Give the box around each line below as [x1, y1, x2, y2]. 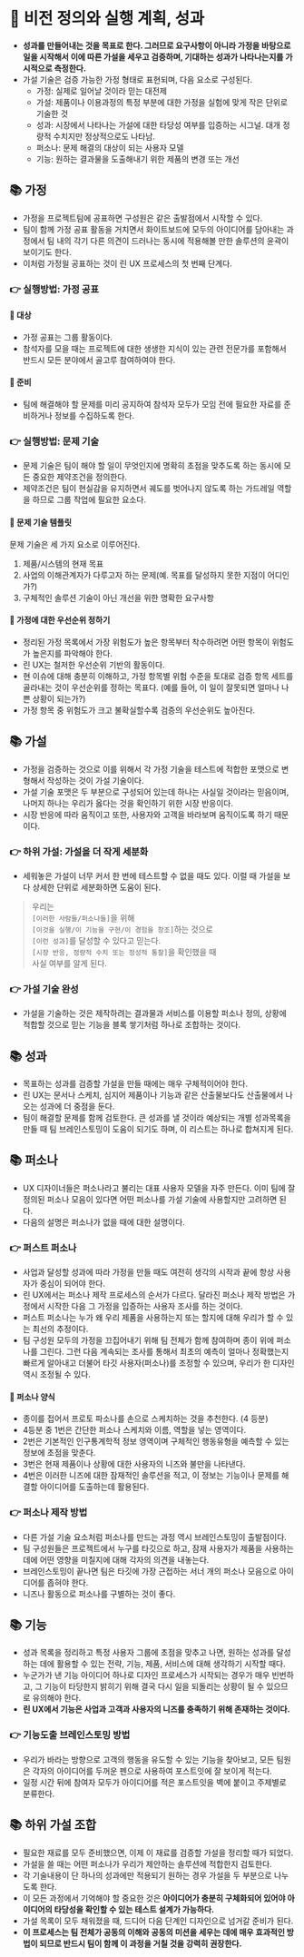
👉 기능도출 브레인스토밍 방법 [9, 1729, 131, 1742]
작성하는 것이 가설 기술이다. [46, 775, 144, 786]
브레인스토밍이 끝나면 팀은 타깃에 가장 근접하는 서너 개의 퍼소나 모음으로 [22, 1566, 278, 1576]
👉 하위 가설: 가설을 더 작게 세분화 [9, 845, 149, 858]
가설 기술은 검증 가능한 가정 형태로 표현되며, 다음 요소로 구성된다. [22, 74, 252, 84]
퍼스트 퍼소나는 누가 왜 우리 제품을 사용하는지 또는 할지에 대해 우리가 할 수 [22, 1312, 284, 1323]
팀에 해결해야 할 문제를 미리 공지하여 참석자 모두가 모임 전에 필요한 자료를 [22, 399, 282, 410]
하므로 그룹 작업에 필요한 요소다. [32, 494, 147, 505]
